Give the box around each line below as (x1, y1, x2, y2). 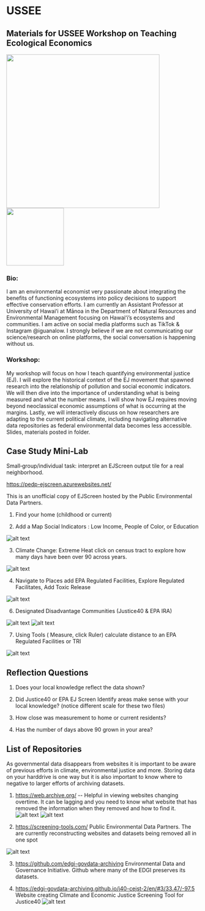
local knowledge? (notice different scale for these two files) (15, 702, 165, 710)
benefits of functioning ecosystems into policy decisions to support (6, 294, 176, 302)
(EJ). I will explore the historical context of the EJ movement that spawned (6, 376, 194, 383)
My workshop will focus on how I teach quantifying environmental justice (6, 369, 191, 377)
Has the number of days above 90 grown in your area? (15, 726, 153, 733)
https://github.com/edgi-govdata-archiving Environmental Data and (15, 860, 185, 867)
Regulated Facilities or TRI (15, 638, 81, 645)
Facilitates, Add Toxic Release (15, 584, 91, 591)
